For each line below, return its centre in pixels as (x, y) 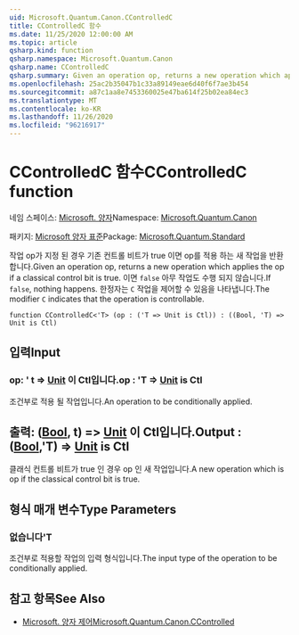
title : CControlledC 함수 (56, 26)
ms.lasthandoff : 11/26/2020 (61, 117)
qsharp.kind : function (51, 51)
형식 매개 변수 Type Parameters (93, 509)
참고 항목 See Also (57, 598)
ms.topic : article (43, 42)
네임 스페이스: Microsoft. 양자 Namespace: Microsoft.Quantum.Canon (133, 217)
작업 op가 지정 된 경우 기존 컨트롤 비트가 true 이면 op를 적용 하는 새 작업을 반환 (146, 255)
